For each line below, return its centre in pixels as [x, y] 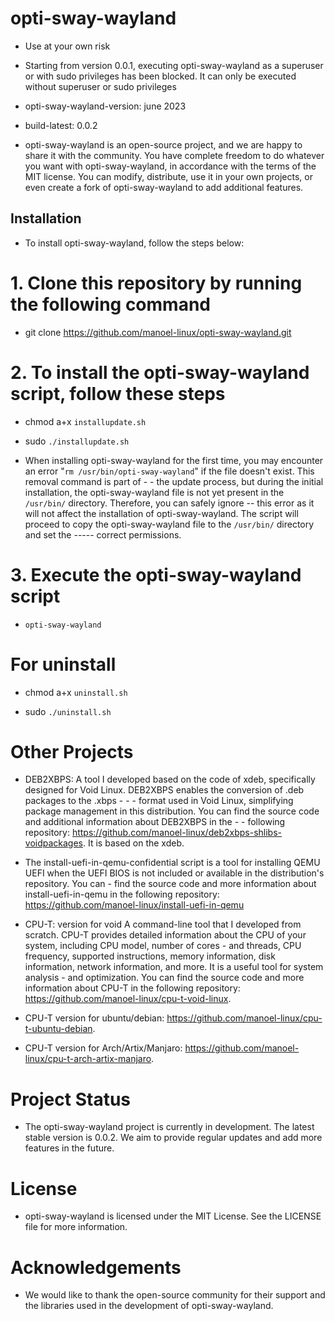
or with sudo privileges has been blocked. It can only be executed [160, 76]
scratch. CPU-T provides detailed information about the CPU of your [165, 935]
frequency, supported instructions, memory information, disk [150, 956]
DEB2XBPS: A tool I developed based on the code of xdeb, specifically [170, 779]
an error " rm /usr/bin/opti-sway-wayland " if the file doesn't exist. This [169, 471]
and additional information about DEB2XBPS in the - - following [155, 822]
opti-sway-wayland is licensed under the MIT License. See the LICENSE [173, 1216]
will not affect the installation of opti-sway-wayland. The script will [161, 513]
